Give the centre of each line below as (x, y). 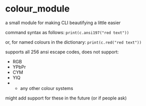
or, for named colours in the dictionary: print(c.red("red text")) (74, 42)
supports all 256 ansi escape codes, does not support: (62, 52)
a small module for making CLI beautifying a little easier (63, 23)
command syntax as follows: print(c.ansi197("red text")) (67, 32)
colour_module (37, 9)
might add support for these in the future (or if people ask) (66, 98)
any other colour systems (46, 88)
